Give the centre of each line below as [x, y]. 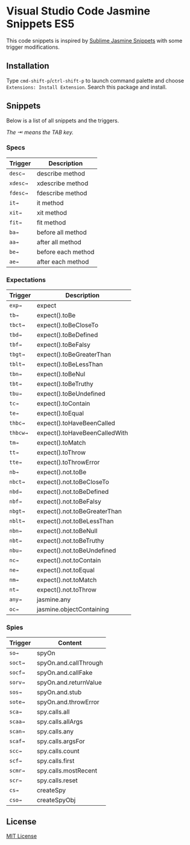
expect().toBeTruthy [65, 384]
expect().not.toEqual [65, 570]
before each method [65, 252]
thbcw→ [19, 433]
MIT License [22, 836]
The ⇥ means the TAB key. [40, 132]
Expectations [26, 280]
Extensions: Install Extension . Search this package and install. [87, 87]
